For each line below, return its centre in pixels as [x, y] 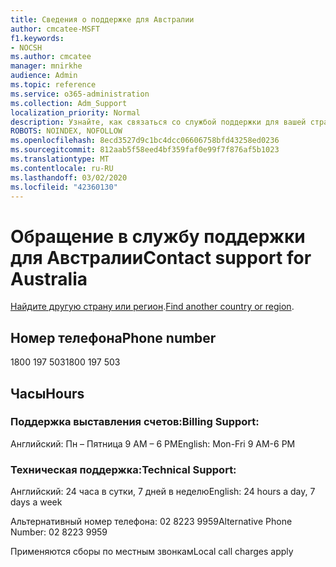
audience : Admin [44, 76]
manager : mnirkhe [46, 66]
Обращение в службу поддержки [158, 236]
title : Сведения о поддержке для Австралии [102, 19]
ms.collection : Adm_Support [69, 103]
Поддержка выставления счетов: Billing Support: [135, 422]
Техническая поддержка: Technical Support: [123, 469]
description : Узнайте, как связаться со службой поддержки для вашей [158, 122]
